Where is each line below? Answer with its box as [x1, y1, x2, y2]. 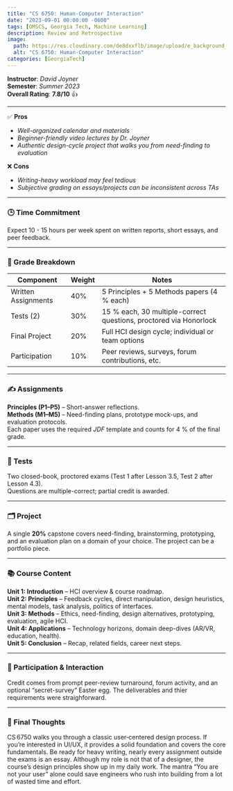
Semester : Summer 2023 [7, 81, 80, 90]
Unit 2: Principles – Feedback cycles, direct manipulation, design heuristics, [7, 594, 225, 602]
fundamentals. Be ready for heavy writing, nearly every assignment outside [7, 748, 223, 756]
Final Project [10, 331, 52, 341]
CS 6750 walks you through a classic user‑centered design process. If [7, 733, 207, 742]
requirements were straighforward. [7, 693, 107, 701]
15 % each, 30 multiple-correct [101, 307, 207, 317]
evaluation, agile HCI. [7, 616, 68, 625]
